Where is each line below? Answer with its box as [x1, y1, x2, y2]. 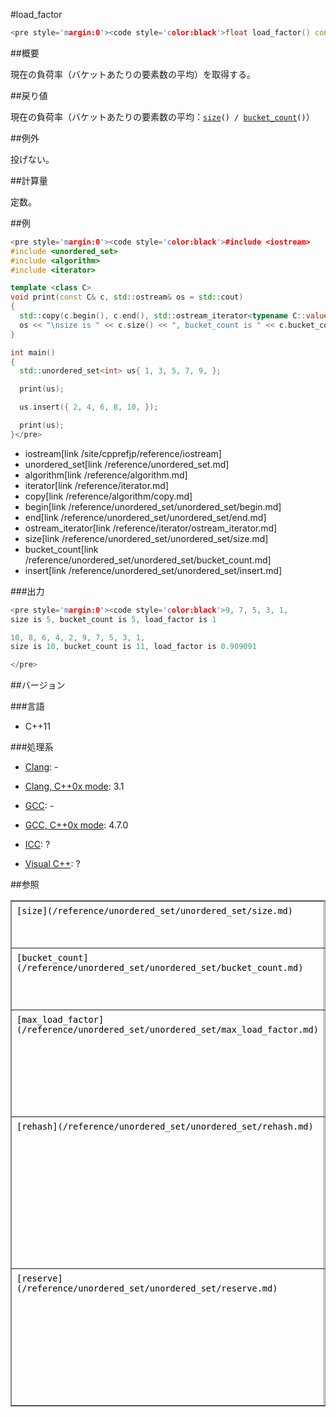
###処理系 [10, 741, 54, 753]
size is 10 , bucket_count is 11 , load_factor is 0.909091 [10, 642, 257, 652]
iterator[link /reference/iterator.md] [24, 479, 170, 491]
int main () [10, 347, 56, 358]
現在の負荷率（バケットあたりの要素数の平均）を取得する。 [10, 68, 256, 80]
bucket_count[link [24, 543, 99, 555]
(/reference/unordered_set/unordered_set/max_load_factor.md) [16, 1024, 319, 1036]
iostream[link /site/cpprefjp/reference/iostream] [24, 447, 222, 459]
